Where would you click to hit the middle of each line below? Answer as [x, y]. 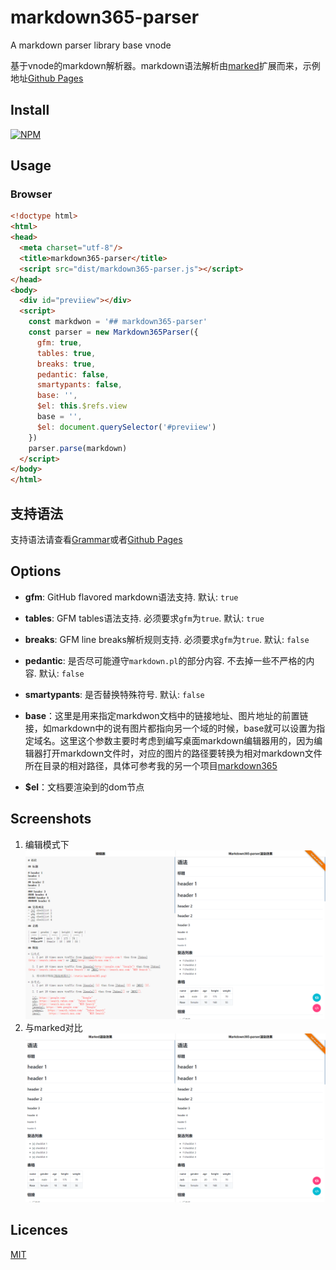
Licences [39, 1230]
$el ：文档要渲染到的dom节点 [84, 787]
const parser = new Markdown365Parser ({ [113, 332]
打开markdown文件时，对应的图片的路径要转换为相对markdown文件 [182, 753]
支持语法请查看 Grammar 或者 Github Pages [96, 539]
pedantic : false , [73, 374]
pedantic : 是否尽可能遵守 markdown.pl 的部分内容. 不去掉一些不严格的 [165, 660]
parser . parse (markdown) [78, 448]
